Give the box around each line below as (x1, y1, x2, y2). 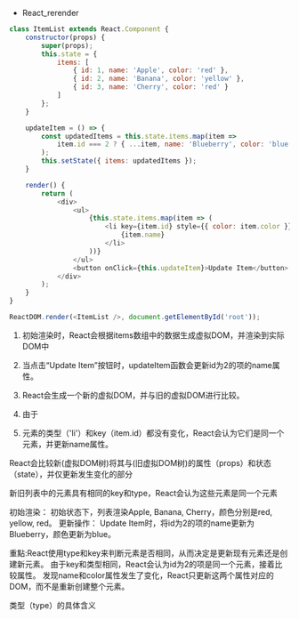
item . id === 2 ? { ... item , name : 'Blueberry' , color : (56, 140, 265, 149)
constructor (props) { (25, 33, 105, 42)
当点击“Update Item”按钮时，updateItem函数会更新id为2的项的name (21, 359, 273, 370)
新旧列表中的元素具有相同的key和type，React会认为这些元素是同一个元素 (9, 487, 279, 498)
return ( (41, 189, 74, 198)
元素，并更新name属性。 (21, 438, 114, 449)
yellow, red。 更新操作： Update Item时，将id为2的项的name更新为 (9, 518, 255, 528)
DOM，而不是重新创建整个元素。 (9, 581, 130, 591)
